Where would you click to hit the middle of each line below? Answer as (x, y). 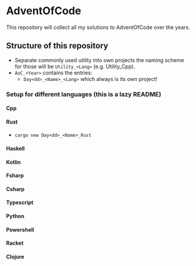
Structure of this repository (57, 46)
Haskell (16, 148)
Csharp (15, 189)
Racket (15, 243)
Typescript (20, 203)
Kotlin (14, 162)
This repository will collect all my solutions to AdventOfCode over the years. (98, 27)
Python (15, 216)
